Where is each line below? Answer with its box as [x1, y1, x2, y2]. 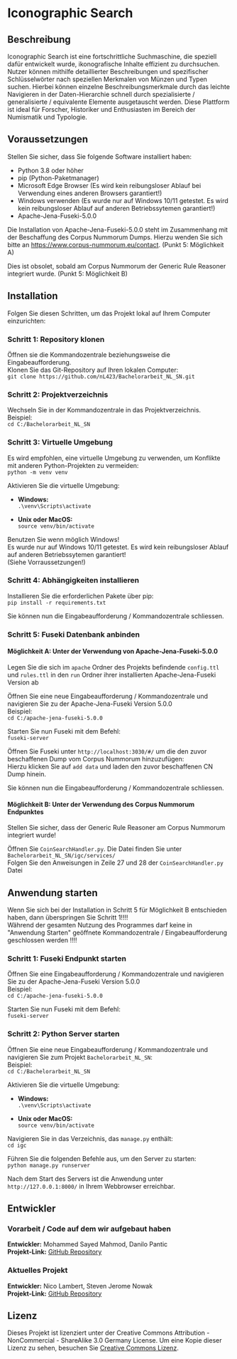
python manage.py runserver [7, 1162, 91, 1169]
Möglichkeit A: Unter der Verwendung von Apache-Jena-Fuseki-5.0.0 [7, 647, 219, 656]
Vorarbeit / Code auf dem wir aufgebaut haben [7, 1224, 172, 1234]
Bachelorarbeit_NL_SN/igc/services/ [7, 853, 116, 860]
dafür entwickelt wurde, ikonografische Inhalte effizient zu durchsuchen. [7, 60, 220, 68]
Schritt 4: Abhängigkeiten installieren [7, 576, 140, 585]
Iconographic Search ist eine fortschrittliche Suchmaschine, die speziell [7, 52, 217, 61]
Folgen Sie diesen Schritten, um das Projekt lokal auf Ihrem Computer [7, 308, 211, 318]
